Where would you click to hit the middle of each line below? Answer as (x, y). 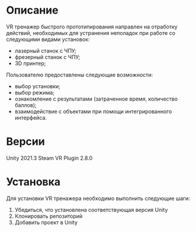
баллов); (25, 105)
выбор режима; (35, 92)
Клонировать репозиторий (49, 216)
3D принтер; (30, 63)
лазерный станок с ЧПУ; (45, 50)
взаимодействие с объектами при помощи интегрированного (93, 111)
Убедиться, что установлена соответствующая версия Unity (91, 210)
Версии (26, 142)
